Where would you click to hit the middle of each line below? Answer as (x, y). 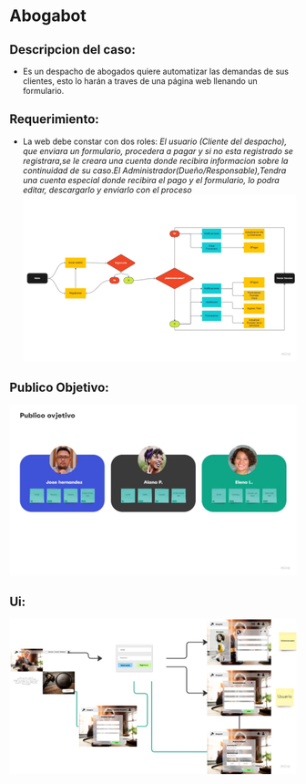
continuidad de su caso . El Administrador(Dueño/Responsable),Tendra (154, 170)
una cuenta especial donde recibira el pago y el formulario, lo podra (151, 180)
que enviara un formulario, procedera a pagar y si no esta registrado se (158, 150)
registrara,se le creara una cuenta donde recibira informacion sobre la (155, 160)
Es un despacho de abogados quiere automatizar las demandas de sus (156, 71)
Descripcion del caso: (73, 50)
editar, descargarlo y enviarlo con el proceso (107, 190)
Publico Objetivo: (59, 387)
